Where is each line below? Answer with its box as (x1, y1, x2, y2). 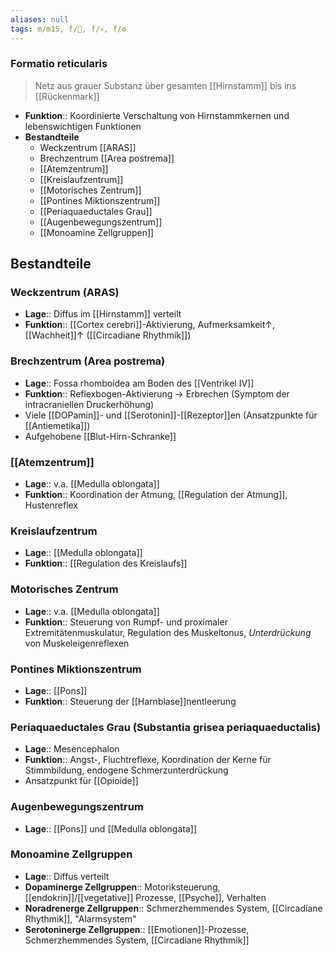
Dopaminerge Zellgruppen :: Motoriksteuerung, (24, 881, 221, 893)
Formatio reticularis (10, 57, 108, 71)
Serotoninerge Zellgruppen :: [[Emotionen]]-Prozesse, (24, 923, 250, 935)
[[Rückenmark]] (34, 90, 100, 102)
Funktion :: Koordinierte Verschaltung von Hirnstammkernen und (24, 109, 290, 121)
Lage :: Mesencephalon (24, 743, 120, 755)
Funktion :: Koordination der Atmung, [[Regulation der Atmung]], (24, 489, 288, 501)
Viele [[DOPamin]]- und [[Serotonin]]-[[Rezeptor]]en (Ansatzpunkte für (24, 409, 318, 421)
